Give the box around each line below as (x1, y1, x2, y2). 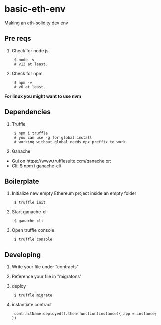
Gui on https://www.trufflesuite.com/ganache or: (11, 158, 111, 163)
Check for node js (11, 47, 49, 53)
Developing (4, 250, 41, 259)
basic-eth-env (4, 3, 66, 15)
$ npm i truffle (14, 131, 48, 136)
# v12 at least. (14, 61, 48, 67)
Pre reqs (4, 34, 31, 43)
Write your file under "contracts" (11, 264, 79, 270)
